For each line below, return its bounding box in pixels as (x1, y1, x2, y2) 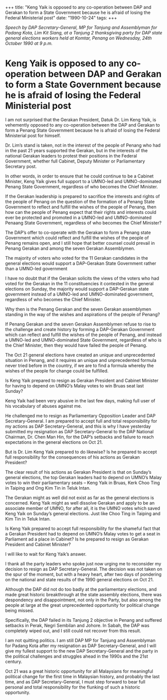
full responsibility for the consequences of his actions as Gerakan (5, 454, 140, 460)
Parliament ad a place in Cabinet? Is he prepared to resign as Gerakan (5, 536, 149, 542)
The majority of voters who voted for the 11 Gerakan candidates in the (5, 255, 149, 261)
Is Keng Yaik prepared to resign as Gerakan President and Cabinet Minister (5, 377, 159, 383)
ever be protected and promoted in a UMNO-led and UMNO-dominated (5, 214, 152, 220)
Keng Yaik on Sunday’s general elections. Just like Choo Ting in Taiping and (5, 511, 161, 517)
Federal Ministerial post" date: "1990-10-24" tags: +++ (5, 15, 117, 20)
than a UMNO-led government (5, 265, 68, 271)
